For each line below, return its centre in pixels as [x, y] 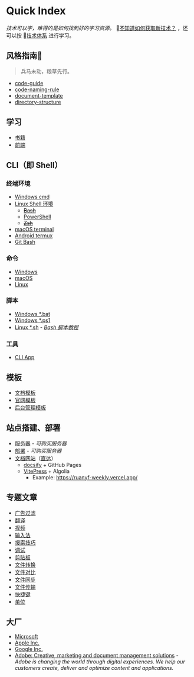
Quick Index [36, 11]
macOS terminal [34, 230]
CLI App [24, 357]
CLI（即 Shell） [34, 165]
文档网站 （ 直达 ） [35, 458]
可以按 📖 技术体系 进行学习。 [40, 35]
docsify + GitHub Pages [52, 465]
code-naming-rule [37, 89]
